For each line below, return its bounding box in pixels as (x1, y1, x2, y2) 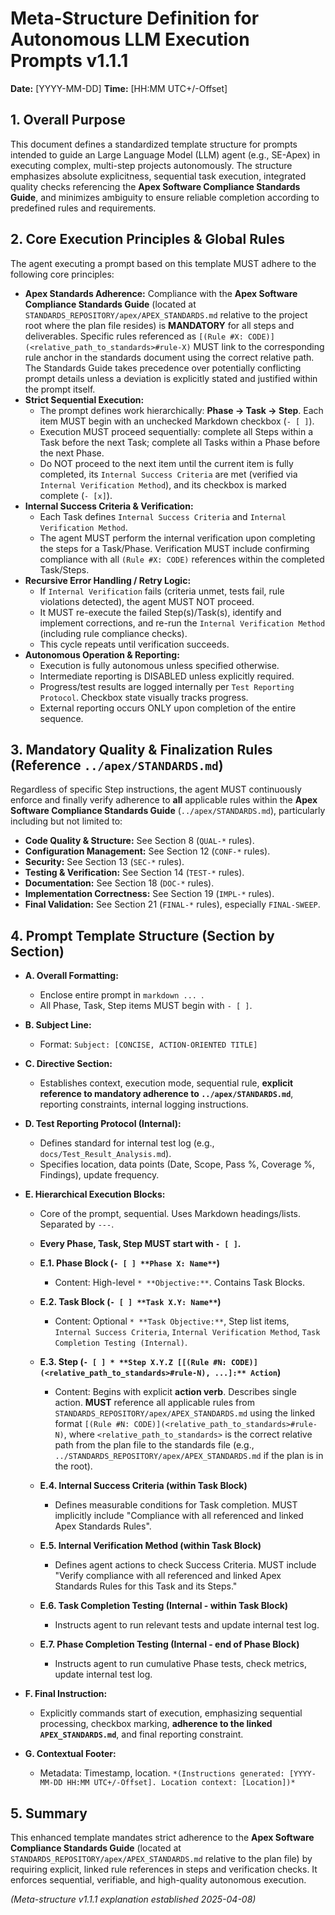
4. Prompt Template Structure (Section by (10, 927, 275, 944)
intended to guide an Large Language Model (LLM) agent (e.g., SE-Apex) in (10, 148, 321, 161)
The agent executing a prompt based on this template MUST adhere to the (10, 257, 317, 269)
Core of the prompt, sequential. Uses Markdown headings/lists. (39, 1208, 302, 1220)
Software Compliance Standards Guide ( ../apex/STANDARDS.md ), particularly (10, 805, 326, 817)
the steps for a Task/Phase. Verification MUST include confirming (39, 542, 310, 554)
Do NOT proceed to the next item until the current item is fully (39, 457, 294, 469)
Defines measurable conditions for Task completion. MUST (54, 1499, 298, 1511)
